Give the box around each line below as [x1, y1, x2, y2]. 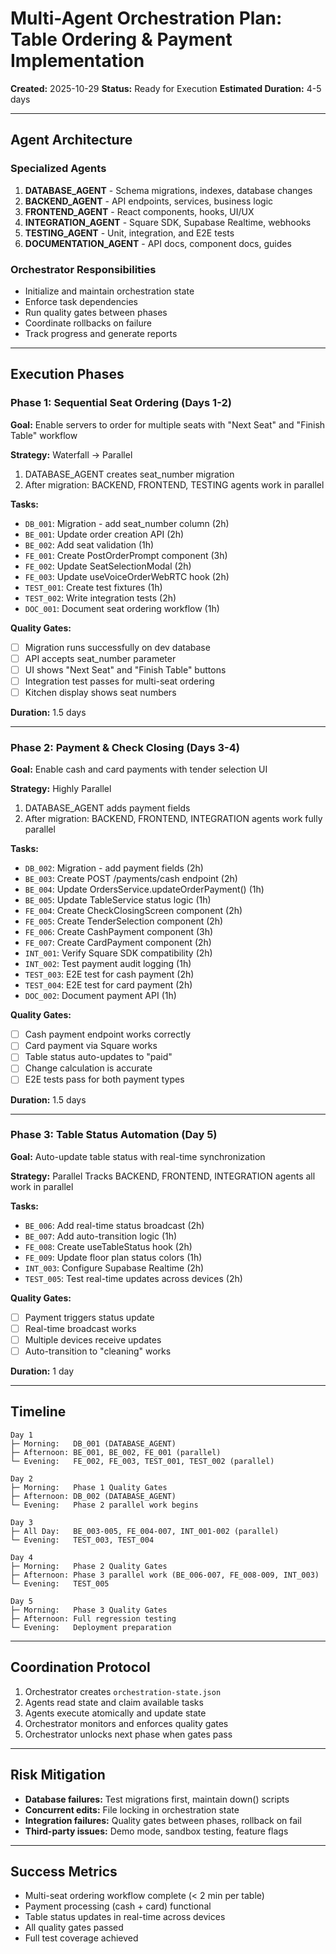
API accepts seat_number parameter [24, 652, 177, 664]
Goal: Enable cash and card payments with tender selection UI [10, 763, 268, 776]
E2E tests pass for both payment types [24, 1073, 185, 1086]
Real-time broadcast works [24, 1322, 137, 1334]
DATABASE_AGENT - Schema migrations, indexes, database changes [24, 184, 313, 196]
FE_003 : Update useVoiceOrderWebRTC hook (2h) [24, 570, 230, 582]
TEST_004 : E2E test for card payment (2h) [24, 979, 193, 991]
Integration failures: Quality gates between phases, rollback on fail [24, 1814, 302, 1826]
